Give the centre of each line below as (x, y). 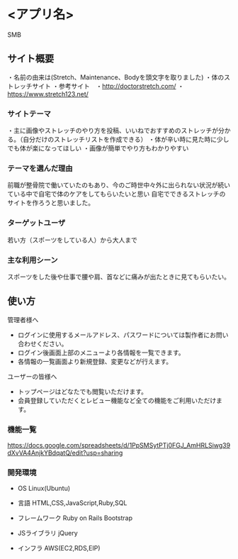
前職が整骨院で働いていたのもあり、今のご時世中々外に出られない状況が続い (119, 185)
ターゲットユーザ (36, 223)
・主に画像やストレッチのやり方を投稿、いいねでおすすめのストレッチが (113, 131)
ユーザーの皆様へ (32, 376)
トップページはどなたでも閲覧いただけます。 (82, 392)
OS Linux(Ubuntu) (44, 488)
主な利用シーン (33, 260)
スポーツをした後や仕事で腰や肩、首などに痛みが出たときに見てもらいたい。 (119, 277)
